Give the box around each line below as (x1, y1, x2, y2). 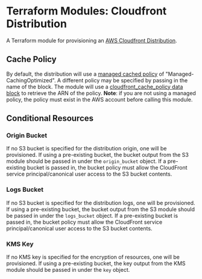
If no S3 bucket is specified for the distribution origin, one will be (6, 145, 167, 152)
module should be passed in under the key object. (6, 266, 130, 274)
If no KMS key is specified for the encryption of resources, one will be (6, 254, 180, 261)
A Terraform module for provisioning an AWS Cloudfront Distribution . (6, 37, 177, 44)
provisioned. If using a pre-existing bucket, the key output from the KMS (6, 260, 186, 267)
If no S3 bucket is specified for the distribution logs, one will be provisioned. (6, 199, 195, 206)
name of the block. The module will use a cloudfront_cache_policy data (6, 83, 183, 90)
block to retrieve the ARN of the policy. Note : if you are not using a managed (6, 89, 196, 97)
